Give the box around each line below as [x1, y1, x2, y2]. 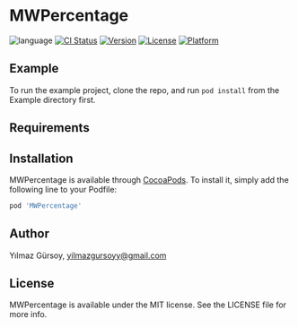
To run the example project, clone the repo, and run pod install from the [9, 84, 280, 95]
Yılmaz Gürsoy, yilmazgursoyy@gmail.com [9, 250, 167, 261]
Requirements [9, 120, 90, 135]
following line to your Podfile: [9, 184, 118, 194]
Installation [9, 151, 74, 166]
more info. [9, 309, 48, 320]
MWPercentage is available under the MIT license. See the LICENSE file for [9, 299, 287, 310]
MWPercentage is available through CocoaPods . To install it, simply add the [9, 174, 289, 185]
